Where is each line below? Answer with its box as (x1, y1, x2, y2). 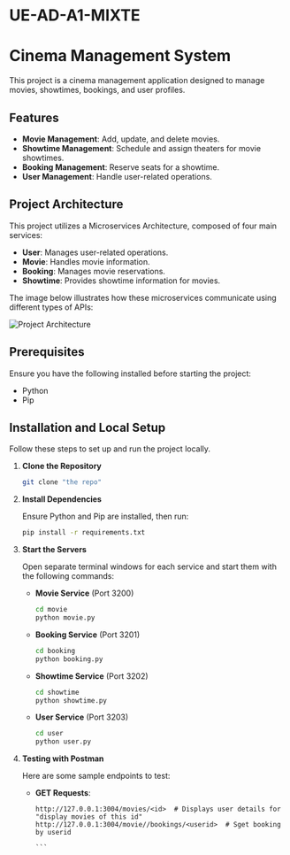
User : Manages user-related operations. (21, 247, 169, 258)
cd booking (34, 646, 76, 655)
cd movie (34, 605, 68, 614)
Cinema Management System (9, 46, 232, 66)
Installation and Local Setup (9, 420, 166, 435)
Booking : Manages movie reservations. (21, 266, 166, 276)
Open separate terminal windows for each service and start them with (21, 561, 277, 572)
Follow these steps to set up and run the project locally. (9, 443, 210, 454)
